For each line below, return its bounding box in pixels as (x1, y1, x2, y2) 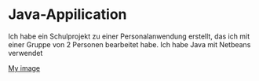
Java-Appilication (8, 6, 127, 24)
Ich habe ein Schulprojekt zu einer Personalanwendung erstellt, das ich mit (8, 31, 250, 41)
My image (8, 63, 41, 72)
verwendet (8, 48, 43, 57)
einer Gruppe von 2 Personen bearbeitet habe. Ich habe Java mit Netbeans (8, 39, 251, 49)
